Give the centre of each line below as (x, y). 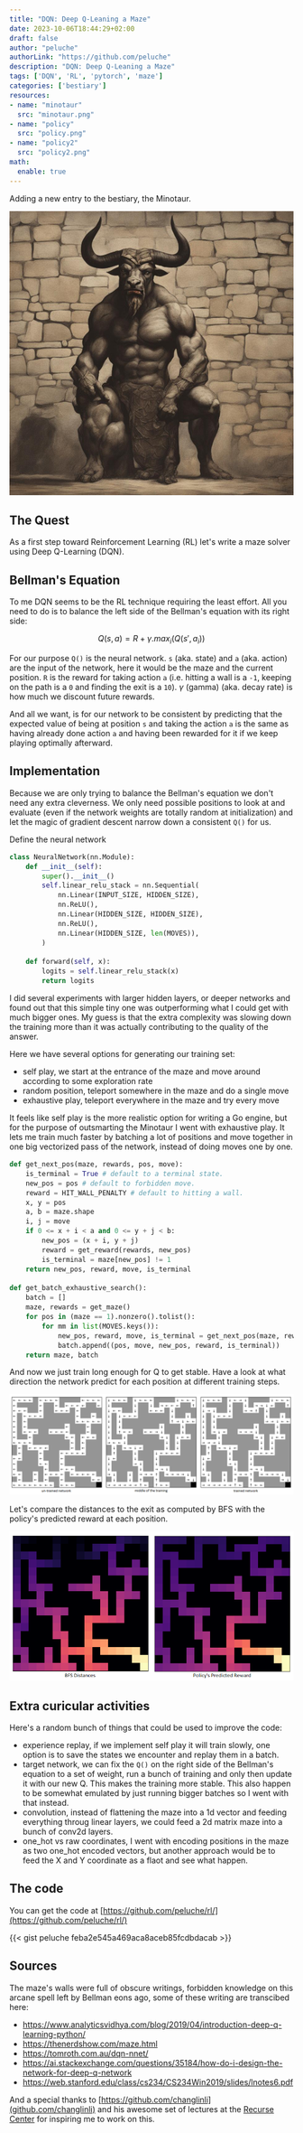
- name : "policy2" (44, 143)
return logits (68, 981)
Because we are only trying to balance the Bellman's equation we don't (142, 793)
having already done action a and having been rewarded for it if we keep (144, 733)
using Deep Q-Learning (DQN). (67, 552)
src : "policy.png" (52, 134)
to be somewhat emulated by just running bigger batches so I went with (155, 1793)
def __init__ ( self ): (64, 866)
